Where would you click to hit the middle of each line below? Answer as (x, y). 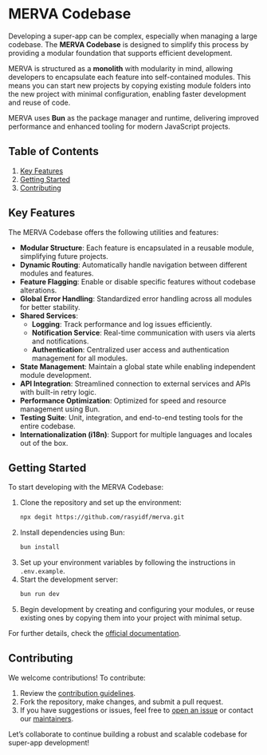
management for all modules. (80, 358)
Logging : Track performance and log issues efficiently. (122, 324)
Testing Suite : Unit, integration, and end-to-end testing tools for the (131, 417)
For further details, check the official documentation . (95, 633)
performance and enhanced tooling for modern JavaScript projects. (120, 126)
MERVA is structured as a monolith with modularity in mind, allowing (121, 68)
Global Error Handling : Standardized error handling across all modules (136, 298)
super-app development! (49, 742)
